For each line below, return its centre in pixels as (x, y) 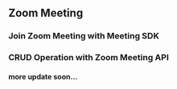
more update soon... (43, 76)
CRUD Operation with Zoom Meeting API (88, 58)
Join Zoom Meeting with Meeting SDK (84, 36)
